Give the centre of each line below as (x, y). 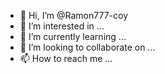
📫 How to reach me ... (66, 58)
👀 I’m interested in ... (62, 26)
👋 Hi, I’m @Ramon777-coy (74, 15)
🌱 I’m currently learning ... (73, 36)
